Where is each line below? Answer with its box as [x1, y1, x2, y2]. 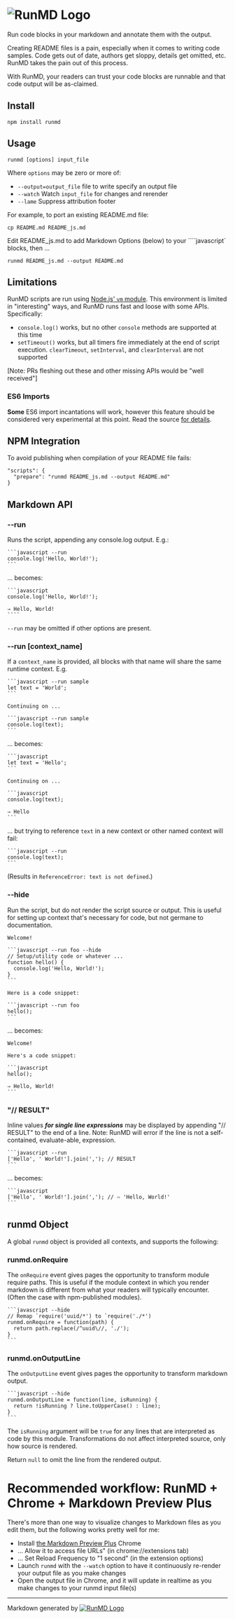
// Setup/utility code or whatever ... [7, 953, 124, 960]
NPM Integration [7, 435, 80, 448]
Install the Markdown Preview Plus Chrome [17, 1539, 141, 1548]
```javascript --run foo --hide [7, 946, 101, 953]
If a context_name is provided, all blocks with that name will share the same [7, 657, 222, 666]
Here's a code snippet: [7, 1052, 77, 1059]
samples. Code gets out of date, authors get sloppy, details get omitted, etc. [7, 51, 227, 60]
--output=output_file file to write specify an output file [17, 182, 177, 191]
